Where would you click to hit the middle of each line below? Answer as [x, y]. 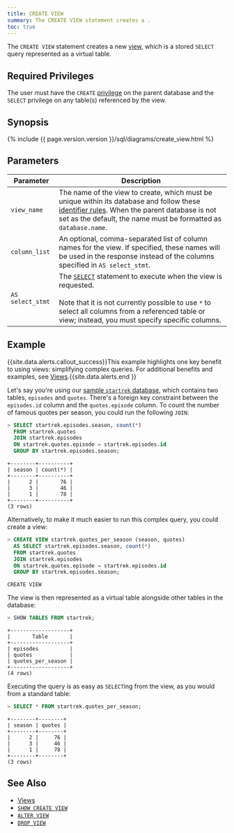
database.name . [83, 227]
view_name [27, 210]
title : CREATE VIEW [36, 14]
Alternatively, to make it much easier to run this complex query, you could [112, 519]
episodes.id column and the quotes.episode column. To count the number [114, 405]
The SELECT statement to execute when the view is [141, 276]
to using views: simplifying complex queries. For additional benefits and [110, 369]
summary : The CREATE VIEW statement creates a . [79, 20]
